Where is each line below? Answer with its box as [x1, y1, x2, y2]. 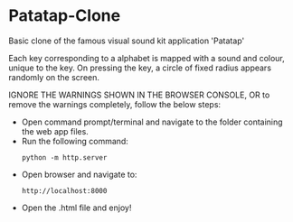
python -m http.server [21, 153, 108, 162]
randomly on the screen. [8, 71, 100, 82]
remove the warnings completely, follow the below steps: [8, 98, 222, 109]
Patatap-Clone [8, 5, 121, 26]
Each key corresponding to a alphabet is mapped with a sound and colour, [8, 52, 286, 63]
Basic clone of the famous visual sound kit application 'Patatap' [8, 35, 245, 46]
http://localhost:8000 [21, 186, 108, 195]
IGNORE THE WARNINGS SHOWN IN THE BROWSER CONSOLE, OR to [8, 89, 270, 100]
